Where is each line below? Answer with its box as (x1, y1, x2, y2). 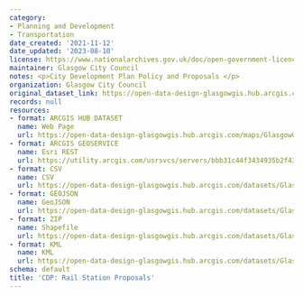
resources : (9, 106, 50, 115)
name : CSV (17, 172, 54, 181)
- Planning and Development (9, 22, 115, 31)
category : (9, 13, 47, 23)
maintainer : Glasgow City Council (9, 64, 140, 73)
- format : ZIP (9, 214, 63, 224)
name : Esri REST (17, 147, 78, 156)
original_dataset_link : (9, 88, 99, 97)
